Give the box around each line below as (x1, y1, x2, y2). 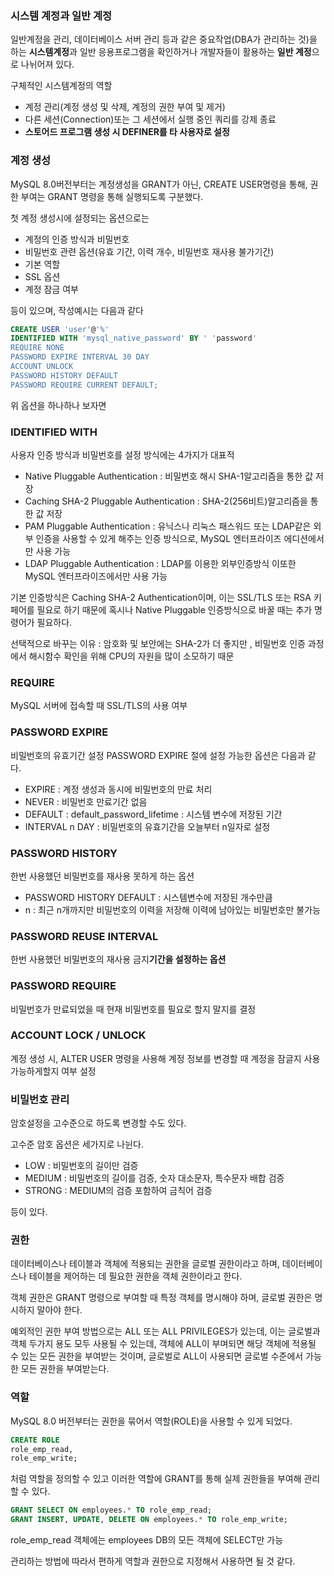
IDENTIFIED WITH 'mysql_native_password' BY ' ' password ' (10, 333, 257, 344)
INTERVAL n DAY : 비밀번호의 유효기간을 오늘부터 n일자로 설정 (24, 820, 271, 832)
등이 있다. (10, 1206, 48, 1218)
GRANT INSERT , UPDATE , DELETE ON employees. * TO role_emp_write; (10, 1515, 288, 1525)
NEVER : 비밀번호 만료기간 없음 (24, 795, 148, 807)
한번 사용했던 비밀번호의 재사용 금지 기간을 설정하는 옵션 (10, 953, 227, 966)
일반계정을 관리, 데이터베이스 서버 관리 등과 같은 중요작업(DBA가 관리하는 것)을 (10, 33, 318, 46)
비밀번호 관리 (10, 1092, 70, 1106)
